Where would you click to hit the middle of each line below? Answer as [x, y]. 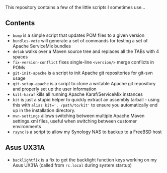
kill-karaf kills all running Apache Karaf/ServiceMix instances [78, 94]
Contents [20, 23]
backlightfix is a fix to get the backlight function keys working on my [85, 160]
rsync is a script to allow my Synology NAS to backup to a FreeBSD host [87, 132]
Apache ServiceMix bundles [42, 46]
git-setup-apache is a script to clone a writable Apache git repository [84, 83]
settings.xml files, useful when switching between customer [75, 121]
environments [27, 126]
